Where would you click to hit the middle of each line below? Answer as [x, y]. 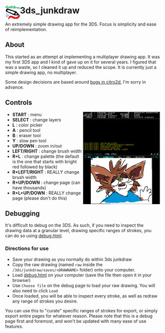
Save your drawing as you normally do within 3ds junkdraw [72, 259]
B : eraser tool [26, 135]
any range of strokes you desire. [45, 301]
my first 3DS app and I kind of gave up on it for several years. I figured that [81, 62]
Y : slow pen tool [29, 141]
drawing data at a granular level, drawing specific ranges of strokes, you [78, 231]
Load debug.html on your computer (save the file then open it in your [82, 275]
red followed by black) [35, 167]
